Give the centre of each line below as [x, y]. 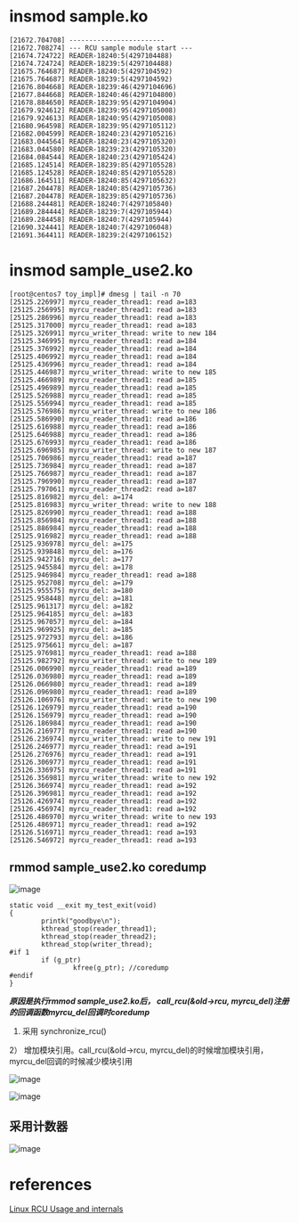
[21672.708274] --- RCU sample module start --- [101, 48]
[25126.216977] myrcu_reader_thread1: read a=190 [103, 731]
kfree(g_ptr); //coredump [121, 968]
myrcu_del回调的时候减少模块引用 [71, 1061]
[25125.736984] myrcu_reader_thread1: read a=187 [103, 465]
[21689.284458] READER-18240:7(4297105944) [91, 219]
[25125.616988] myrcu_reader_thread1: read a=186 [103, 427]
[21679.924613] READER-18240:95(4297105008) [93, 118]
